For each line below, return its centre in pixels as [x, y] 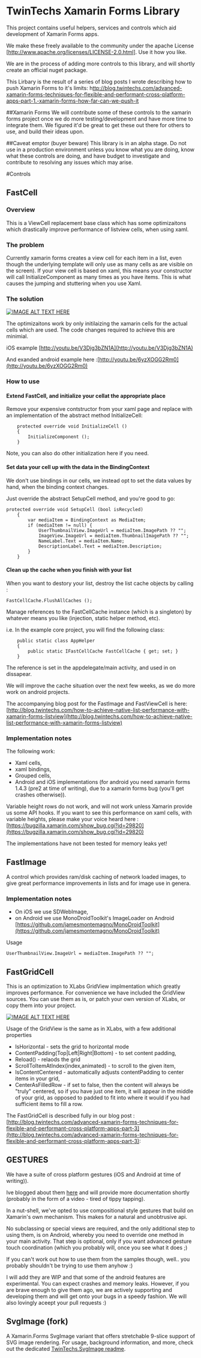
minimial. [17, 337]
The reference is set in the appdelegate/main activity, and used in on [91, 668]
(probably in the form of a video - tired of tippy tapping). [76, 1198]
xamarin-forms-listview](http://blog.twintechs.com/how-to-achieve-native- [100, 716]
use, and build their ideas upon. [45, 131]
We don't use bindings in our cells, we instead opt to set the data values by [99, 480]
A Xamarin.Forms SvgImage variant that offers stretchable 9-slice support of [101, 1336]
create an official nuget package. [47, 70]
